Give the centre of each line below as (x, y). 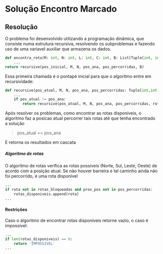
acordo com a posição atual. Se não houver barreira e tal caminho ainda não (81, 171)
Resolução (21, 27)
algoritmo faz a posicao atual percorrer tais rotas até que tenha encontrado (80, 118)
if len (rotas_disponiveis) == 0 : (39, 239)
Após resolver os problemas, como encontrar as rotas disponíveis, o (73, 113)
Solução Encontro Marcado (61, 9)
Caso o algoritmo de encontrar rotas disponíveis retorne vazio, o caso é (77, 220)
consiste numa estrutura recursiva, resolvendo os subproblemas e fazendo (80, 44)
